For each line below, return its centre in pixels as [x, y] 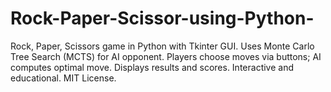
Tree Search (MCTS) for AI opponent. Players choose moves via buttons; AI [166, 56]
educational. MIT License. [63, 78]
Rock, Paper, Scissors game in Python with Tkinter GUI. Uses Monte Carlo [162, 46]
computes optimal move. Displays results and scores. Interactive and [152, 67]
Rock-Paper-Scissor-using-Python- [162, 18]
